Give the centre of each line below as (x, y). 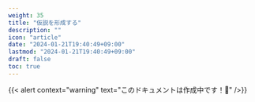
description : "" (35, 30)
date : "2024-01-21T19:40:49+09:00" (67, 45)
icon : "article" (35, 37)
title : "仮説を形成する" (45, 23)
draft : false (30, 60)
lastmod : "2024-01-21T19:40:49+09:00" (72, 52)
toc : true (24, 67)
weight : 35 (26, 15)
